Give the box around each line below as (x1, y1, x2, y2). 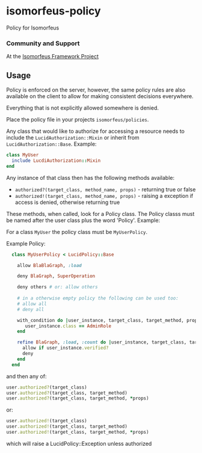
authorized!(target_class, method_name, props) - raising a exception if (14, 192, 194, 199)
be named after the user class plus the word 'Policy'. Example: (6, 217, 161, 224)
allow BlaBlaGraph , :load (17, 262, 82, 268)
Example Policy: (6, 239, 46, 247)
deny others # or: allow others (17, 284, 98, 290)
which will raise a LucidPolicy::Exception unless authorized (6, 440, 152, 447)
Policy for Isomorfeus (6, 24, 60, 31)
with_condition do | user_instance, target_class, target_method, (17, 317, 185, 323)
